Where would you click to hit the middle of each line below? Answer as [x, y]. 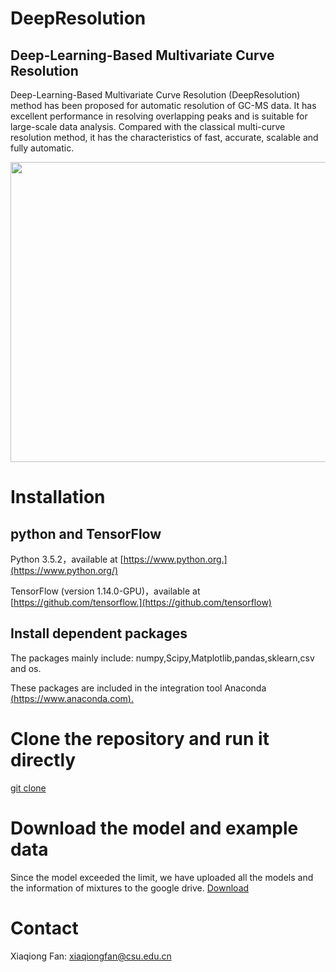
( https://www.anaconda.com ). [72, 698]
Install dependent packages [99, 633]
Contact [44, 928]
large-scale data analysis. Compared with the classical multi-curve [148, 126]
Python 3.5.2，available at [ [67, 559]
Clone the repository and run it [140, 739]
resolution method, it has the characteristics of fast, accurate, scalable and [164, 137]
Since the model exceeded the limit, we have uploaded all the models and [162, 877]
